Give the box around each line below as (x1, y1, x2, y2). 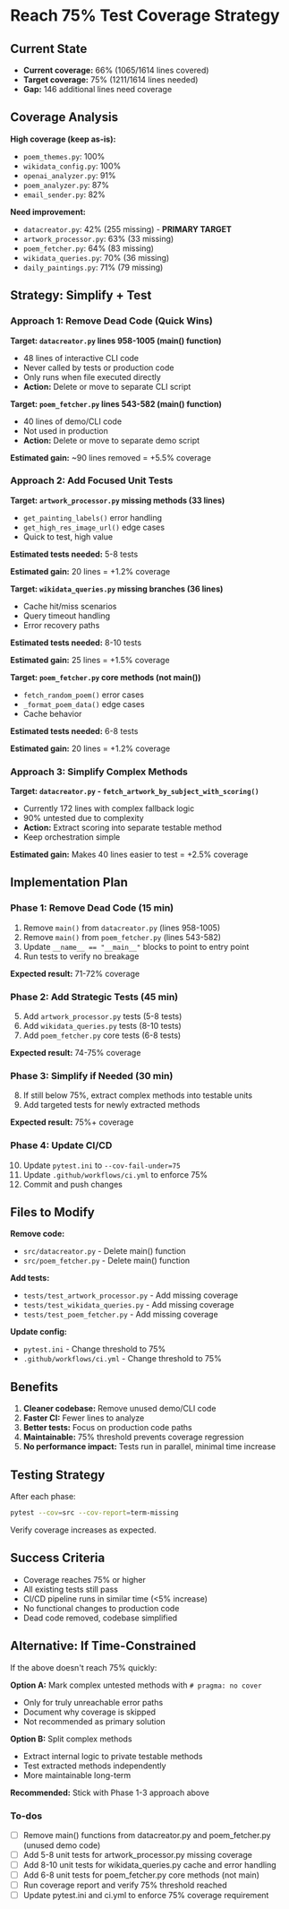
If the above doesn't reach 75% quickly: (10, 1662, 157, 1672)
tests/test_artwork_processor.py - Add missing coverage (22, 1290, 239, 1300)
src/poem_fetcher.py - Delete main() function (22, 1256, 191, 1266)
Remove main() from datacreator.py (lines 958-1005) (22, 922, 221, 933)
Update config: (10, 1326, 68, 1337)
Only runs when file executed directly (22, 371, 162, 382)
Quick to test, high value (22, 531, 114, 542)
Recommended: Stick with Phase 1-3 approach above (10, 1787, 209, 1798)
